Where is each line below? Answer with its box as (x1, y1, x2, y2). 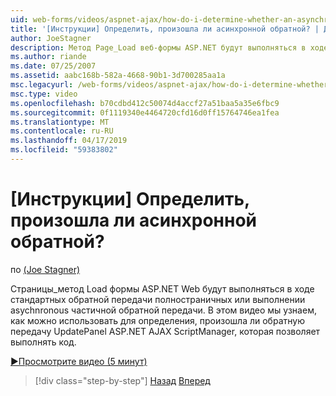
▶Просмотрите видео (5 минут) (10, 355, 148, 367)
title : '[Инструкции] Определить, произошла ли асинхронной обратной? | (10, 24, 320, 34)
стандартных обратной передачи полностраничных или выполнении (10, 293, 306, 305)
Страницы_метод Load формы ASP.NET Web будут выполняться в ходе (10, 282, 315, 295)
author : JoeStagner (10, 33, 92, 43)
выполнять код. (10, 336, 77, 348)
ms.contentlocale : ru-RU (10, 126, 114, 136)
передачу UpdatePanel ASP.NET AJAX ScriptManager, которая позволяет (10, 325, 321, 337)
